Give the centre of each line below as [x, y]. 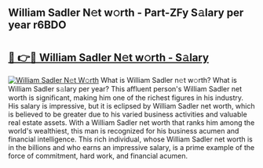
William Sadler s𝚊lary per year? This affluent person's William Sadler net [125, 89]
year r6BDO [37, 25]
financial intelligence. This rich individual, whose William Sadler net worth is [130, 139]
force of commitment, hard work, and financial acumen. [98, 156]
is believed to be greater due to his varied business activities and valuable [128, 114]
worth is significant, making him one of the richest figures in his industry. [126, 98]
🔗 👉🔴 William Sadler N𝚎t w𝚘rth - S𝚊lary [109, 57]
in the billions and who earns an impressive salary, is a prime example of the [131, 147]
